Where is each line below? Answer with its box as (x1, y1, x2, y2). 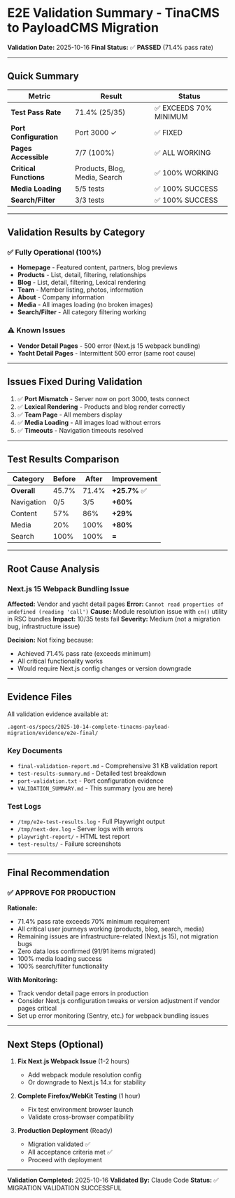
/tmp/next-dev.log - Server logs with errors (17, 825, 143, 833)
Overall (10, 486, 36, 496)
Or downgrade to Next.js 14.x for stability (27, 1078, 146, 1086)
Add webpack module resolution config (27, 1070, 142, 1079)
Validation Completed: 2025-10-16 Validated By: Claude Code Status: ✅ (7, 1176, 219, 1184)
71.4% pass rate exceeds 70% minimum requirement (17, 917, 170, 926)
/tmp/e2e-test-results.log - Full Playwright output (17, 817, 166, 826)
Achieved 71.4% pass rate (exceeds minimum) (17, 650, 152, 658)
